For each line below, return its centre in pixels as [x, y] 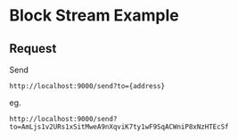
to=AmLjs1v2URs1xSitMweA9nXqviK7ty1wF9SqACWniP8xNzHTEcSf [119, 127]
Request [33, 49]
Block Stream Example [94, 16]
